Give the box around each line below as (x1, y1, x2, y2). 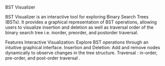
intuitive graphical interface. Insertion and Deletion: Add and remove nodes (5, 45, 160, 50)
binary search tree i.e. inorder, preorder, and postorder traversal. (5, 30, 139, 35)
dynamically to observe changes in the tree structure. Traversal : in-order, (5, 50, 158, 56)
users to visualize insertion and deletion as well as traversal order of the (5, 24, 154, 30)
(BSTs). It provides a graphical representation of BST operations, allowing (5, 19, 157, 25)
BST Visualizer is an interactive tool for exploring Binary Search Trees (5, 14, 149, 19)
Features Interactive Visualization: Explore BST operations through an (5, 39, 149, 45)
